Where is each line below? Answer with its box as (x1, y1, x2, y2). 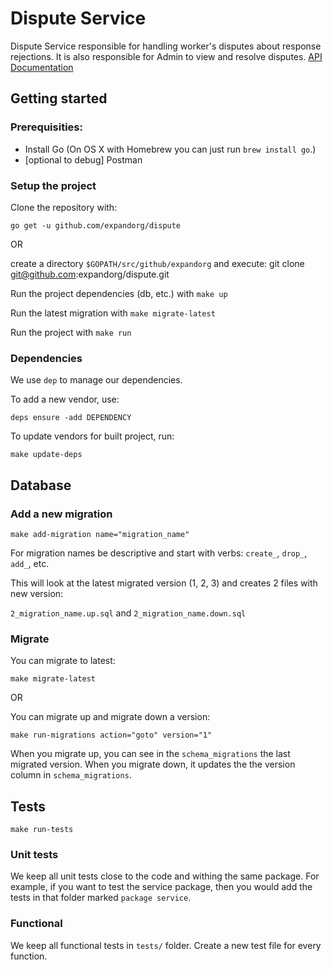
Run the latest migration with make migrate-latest (10, 307, 216, 319)
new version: (10, 587, 64, 599)
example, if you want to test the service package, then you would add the (10, 881, 313, 893)
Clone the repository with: (10, 201, 118, 213)
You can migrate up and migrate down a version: (10, 711, 211, 723)
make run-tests (10, 825, 74, 835)
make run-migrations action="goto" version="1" (10, 730, 213, 741)
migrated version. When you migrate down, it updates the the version (10, 758, 296, 771)
